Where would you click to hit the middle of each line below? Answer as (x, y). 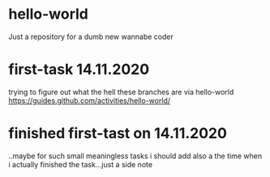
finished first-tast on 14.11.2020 (118, 134)
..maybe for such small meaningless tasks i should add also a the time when (135, 156)
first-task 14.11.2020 (79, 69)
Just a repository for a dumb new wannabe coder (91, 37)
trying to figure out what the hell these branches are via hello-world (121, 92)
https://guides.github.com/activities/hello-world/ (90, 100)
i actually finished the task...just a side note (80, 164)
